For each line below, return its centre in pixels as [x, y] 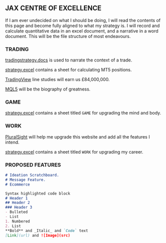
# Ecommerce [17, 184]
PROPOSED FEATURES [33, 164]
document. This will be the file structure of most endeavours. [68, 36]
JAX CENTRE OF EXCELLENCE [53, 8]
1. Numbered [17, 221]
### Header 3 [19, 207]
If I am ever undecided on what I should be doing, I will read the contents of [83, 20]
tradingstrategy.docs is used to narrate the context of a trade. [69, 60]
